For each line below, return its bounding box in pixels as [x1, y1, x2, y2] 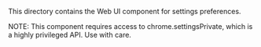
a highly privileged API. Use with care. [8, 31, 132, 39]
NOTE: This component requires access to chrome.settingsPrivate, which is [8, 22, 253, 31]
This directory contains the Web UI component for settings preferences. [8, 7, 241, 16]
